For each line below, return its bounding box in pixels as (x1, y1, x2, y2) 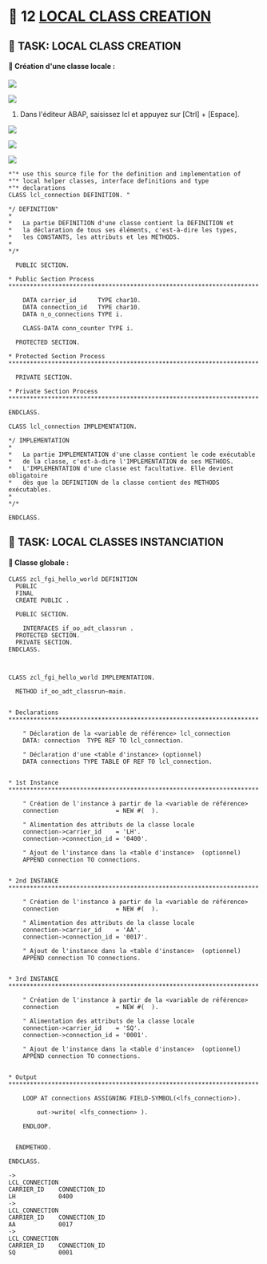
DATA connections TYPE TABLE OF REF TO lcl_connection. (22, 757, 213, 766)
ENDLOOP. (22, 1122, 52, 1131)
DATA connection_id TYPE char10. (22, 303, 141, 311)
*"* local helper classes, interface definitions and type (8, 176, 209, 185)
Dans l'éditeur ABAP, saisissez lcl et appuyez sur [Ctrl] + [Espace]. (19, 109, 240, 119)
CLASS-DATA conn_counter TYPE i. (22, 324, 134, 332)
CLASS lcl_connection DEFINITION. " (8, 191, 130, 199)
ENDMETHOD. (15, 1144, 52, 1152)
